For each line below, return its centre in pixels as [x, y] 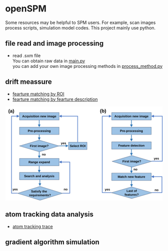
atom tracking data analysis [49, 214]
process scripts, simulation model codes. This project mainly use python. [80, 27]
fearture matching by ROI [38, 94]
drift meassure [28, 82]
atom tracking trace [33, 226]
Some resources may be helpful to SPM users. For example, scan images [80, 22]
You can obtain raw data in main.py [49, 61]
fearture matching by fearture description [55, 99]
